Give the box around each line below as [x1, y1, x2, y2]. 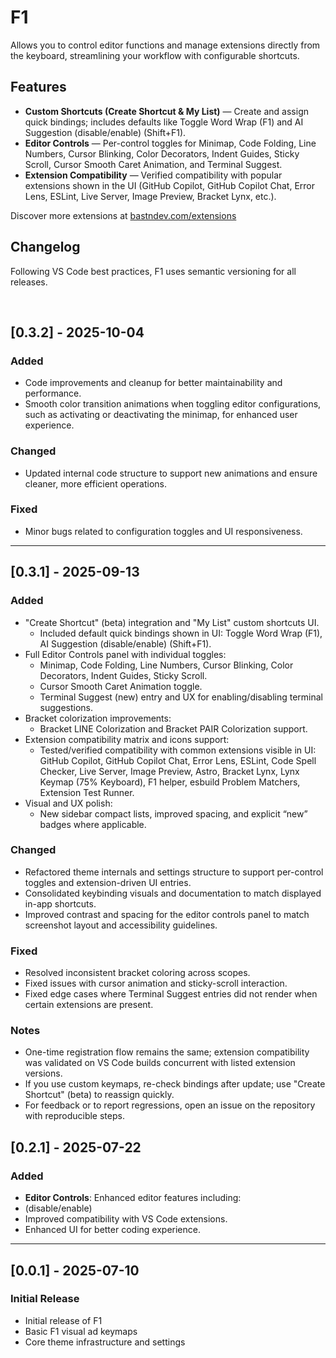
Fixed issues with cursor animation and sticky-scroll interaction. [24, 977, 288, 990]
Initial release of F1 [24, 1314, 103, 1326]
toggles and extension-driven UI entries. [24, 876, 192, 888]
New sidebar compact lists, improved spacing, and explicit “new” [39, 807, 308, 820]
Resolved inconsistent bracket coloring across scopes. [24, 967, 251, 979]
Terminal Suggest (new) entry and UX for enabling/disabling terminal [39, 691, 324, 703]
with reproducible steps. [24, 1110, 125, 1122]
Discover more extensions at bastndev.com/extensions [10, 209, 237, 221]
